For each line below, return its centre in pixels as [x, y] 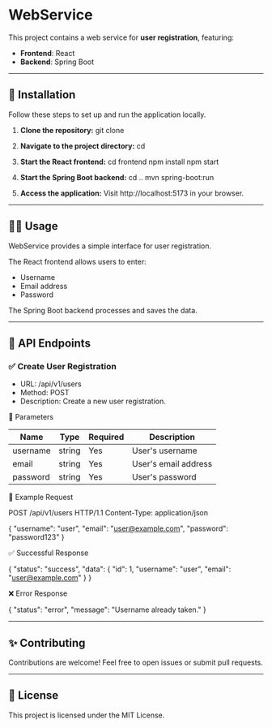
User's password [164, 477]
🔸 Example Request [41, 498]
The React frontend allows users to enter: [78, 261]
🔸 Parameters [31, 417]
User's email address [172, 464]
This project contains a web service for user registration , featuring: [121, 37]
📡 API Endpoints [50, 343]
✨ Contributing [47, 643]
